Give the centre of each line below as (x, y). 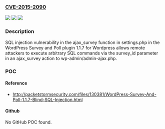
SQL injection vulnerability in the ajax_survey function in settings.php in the (82, 42)
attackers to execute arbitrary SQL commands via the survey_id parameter (82, 53)
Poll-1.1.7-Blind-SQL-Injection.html (47, 99)
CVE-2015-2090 (26, 7)
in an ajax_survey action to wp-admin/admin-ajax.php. (61, 58)
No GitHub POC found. (28, 122)
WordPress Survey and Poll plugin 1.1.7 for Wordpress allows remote (75, 47)
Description (20, 31)
